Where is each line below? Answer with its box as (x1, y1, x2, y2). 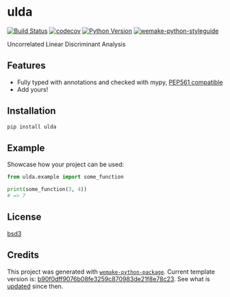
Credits (7, 249, 40, 261)
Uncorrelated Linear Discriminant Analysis (7, 40, 126, 48)
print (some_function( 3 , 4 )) (7, 186, 88, 193)
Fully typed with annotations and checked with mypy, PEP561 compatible (16, 78, 223, 86)
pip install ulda (7, 123, 57, 130)
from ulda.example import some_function (7, 174, 125, 181)
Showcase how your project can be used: (7, 160, 125, 168)
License (7, 211, 42, 223)
